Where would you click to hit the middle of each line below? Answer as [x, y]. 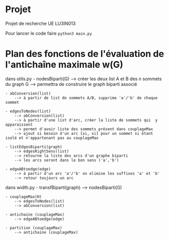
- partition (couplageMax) [34, 228]
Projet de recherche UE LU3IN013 [41, 23]
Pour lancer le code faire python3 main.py [49, 33]
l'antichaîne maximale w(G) [64, 65]
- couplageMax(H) [24, 197]
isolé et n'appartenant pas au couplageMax [52, 138]
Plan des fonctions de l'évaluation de [85, 54]
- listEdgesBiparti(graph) [34, 147]
